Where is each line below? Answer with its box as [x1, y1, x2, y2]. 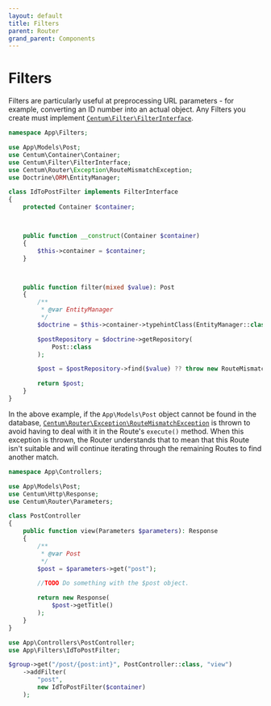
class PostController [8, 512, 81, 520]
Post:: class [51, 343, 92, 351]
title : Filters [8, 19, 60, 27]
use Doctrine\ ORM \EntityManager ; [8, 173, 121, 182]
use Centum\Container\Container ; [8, 150, 121, 159]
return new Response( [37, 594, 110, 602]
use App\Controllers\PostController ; [8, 638, 135, 647]
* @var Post [40, 549, 81, 558]
